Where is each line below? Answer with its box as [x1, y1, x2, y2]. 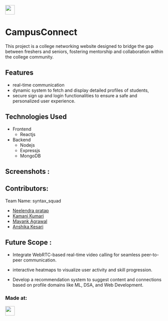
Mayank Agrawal [12, 218, 48, 224]
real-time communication [12, 82, 65, 88]
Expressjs [20, 147, 40, 153]
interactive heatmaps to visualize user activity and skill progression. [12, 267, 153, 273]
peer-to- [141, 251, 159, 258]
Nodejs [20, 142, 35, 148]
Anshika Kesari [12, 223, 44, 229]
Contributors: [5, 184, 49, 193]
